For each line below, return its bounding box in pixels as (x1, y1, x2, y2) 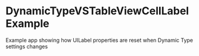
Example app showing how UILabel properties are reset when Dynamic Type (5, 36, 193, 43)
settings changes (5, 43, 48, 50)
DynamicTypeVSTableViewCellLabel (5, 4, 189, 18)
